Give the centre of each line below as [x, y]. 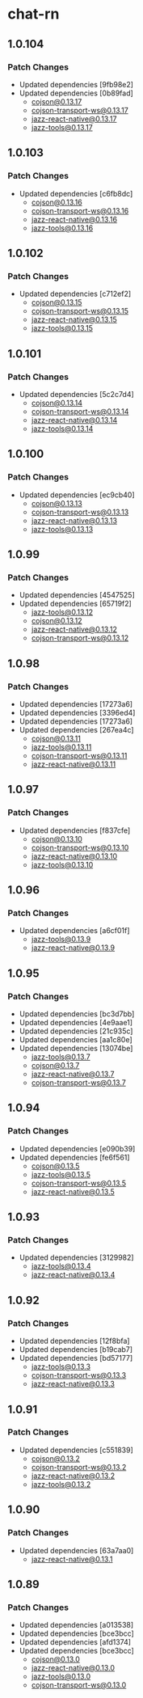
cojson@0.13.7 [55, 1066]
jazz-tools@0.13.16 [62, 228]
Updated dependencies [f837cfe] [75, 830]
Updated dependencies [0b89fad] [76, 93]
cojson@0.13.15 [57, 302]
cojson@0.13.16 [57, 202]
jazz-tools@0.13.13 [62, 529]
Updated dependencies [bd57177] [76, 1358]
